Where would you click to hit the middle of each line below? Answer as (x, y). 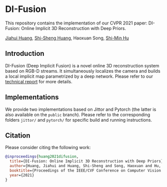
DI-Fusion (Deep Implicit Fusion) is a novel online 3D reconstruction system (82, 65)
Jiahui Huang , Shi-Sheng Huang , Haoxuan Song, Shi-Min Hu (67, 38)
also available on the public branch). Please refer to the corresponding (78, 114)
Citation (18, 135)
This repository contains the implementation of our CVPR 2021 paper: (76, 23)
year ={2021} (22, 175)
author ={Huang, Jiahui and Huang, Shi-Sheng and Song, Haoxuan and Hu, (85, 166)
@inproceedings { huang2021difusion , (42, 157)
